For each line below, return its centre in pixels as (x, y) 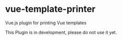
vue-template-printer (50, 9)
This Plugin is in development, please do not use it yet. (61, 32)
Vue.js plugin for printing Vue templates (46, 23)
